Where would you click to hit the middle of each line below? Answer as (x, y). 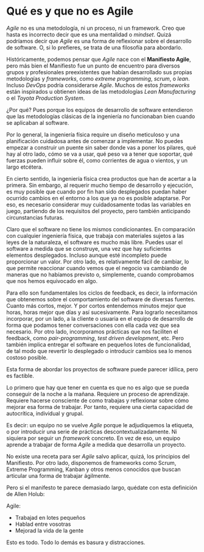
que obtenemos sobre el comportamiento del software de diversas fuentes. (101, 299)
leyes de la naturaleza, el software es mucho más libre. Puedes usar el (94, 242)
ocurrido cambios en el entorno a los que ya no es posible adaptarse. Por (98, 198)
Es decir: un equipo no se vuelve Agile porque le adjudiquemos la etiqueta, (100, 425)
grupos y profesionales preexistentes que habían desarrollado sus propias (100, 72)
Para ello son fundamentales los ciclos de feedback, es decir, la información (102, 293)
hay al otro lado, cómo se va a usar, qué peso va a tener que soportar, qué (100, 154)
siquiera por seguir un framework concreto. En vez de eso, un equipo (93, 438)
